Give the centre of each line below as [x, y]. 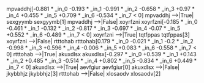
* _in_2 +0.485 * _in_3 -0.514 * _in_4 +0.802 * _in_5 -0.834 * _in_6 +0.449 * [102, 61]
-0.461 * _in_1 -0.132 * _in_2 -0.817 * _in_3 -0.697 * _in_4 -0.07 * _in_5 [93, 28]
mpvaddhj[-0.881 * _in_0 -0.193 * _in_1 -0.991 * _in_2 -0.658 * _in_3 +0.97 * [100, 9]
